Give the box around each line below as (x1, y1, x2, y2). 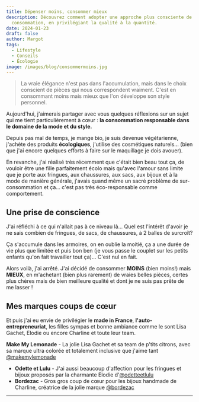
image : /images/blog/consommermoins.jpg (6, 63, 108, 70)
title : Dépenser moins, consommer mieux (6, 8, 108, 15)
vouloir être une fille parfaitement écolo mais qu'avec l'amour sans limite (6, 165, 184, 172)
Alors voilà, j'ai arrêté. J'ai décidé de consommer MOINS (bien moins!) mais (6, 265, 191, 272)
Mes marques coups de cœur (6, 301, 117, 311)
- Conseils (11, 53, 38, 59)
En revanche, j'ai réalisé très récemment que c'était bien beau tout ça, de (6, 158, 185, 166)
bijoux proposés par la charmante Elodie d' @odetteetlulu (14, 371, 154, 378)
